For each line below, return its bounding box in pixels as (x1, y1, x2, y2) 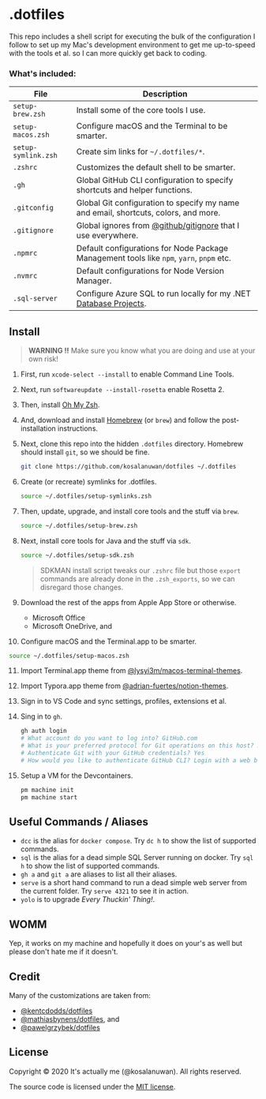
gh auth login (20, 727, 67, 735)
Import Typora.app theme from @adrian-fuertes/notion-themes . (20, 681, 229, 691)
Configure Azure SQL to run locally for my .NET (76, 288, 252, 299)
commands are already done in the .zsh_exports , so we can (39, 574, 235, 583)
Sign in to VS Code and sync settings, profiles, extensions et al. (20, 697, 227, 706)
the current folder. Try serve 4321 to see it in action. (20, 886, 189, 896)
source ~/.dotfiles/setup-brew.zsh (20, 521, 138, 529)
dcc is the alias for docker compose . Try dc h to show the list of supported (20, 836, 257, 846)
